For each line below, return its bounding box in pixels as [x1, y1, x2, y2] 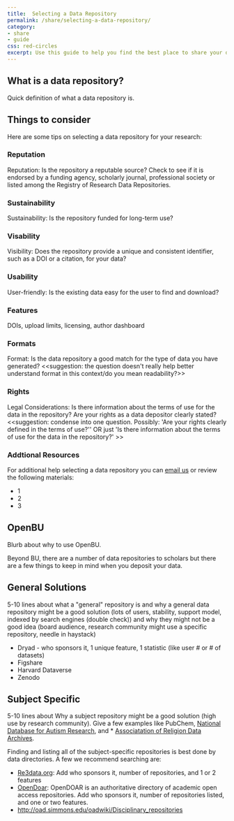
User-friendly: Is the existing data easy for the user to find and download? [7, 288, 219, 296]
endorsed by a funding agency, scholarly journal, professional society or [7, 173, 215, 182]
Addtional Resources [7, 450, 80, 460]
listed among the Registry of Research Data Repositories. [7, 180, 171, 189]
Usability [7, 272, 38, 282]
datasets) [17, 651, 45, 659]
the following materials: [7, 473, 75, 481]
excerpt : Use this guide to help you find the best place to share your [7, 50, 223, 57]
